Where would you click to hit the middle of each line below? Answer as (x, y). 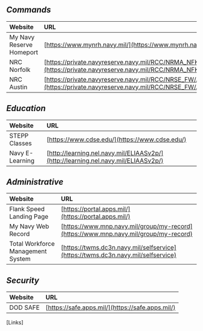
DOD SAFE (24, 307)
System (20, 259)
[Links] (15, 323)
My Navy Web (29, 227)
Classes (21, 143)
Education (26, 108)
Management (28, 251)
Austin (18, 87)
